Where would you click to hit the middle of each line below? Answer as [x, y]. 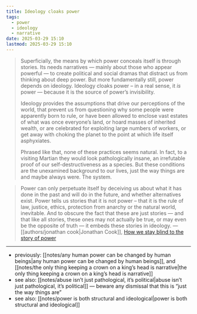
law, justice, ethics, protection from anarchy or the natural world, [98, 207]
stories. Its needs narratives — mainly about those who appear [96, 67]
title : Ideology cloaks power [43, 11]
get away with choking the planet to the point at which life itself [97, 134]
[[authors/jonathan [43, 231]
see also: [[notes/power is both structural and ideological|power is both [101, 298]
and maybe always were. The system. [66, 177]
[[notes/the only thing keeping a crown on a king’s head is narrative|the [101, 267]
